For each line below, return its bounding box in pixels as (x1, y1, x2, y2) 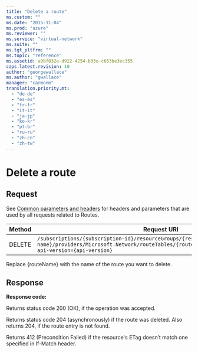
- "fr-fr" (11, 102, 35, 108)
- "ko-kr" (11, 119, 35, 125)
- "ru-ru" (11, 129, 35, 136)
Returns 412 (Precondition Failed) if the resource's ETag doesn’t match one (6, 334, 189, 341)
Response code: (6, 293, 47, 300)
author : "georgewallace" (6, 69, 67, 75)
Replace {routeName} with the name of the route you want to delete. (6, 260, 172, 267)
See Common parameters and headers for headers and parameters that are (6, 205, 190, 212)
